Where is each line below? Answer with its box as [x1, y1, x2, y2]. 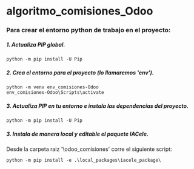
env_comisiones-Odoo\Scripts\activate [6, 90, 104, 96]
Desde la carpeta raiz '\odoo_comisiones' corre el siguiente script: [6, 145, 172, 153]
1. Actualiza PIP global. [6, 41, 65, 48]
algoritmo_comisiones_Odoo [6, 4, 153, 18]
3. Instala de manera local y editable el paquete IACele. [6, 130, 149, 138]
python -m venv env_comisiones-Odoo [6, 84, 99, 90]
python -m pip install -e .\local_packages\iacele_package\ [6, 157, 162, 163]
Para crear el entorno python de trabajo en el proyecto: [6, 26, 171, 35]
